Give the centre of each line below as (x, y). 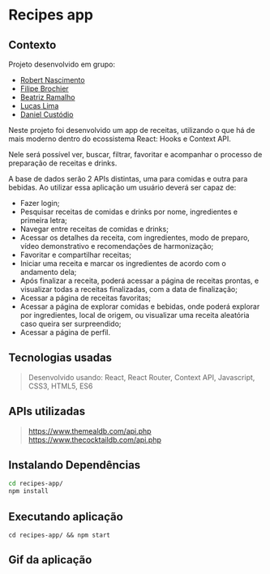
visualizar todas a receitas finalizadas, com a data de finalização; (129, 289)
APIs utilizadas (47, 411)
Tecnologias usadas (60, 358)
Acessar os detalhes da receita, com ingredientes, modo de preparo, (135, 238)
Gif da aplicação (50, 560)
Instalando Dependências (75, 465)
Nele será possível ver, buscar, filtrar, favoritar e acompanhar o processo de (135, 154)
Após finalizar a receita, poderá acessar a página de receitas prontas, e (139, 281)
